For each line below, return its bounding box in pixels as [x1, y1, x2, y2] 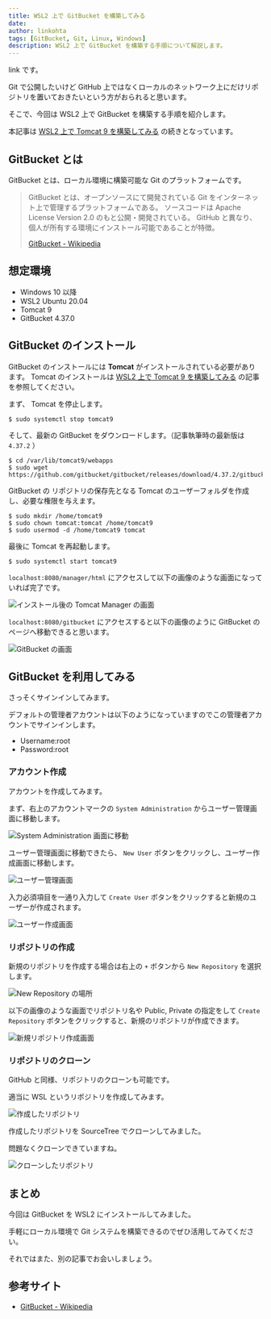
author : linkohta [8, 27, 67, 35]
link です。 [8, 65, 43, 75]
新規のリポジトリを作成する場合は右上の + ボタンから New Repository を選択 [8, 961, 262, 970]
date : [8, 19, 27, 27]
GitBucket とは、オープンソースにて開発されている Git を [27, 192, 217, 202]
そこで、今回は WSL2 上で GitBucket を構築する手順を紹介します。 [8, 110, 230, 119]
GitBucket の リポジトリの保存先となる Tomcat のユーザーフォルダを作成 [8, 486, 250, 495]
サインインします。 [35, 720, 100, 730]
